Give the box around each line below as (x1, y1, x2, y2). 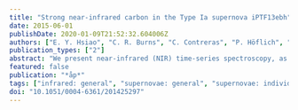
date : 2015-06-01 (9, 21, 74, 30)
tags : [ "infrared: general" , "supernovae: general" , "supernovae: (9, 79, 260, 88)
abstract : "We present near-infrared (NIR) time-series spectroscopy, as (9, 54, 288, 63)
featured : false (9, 63, 69, 72)
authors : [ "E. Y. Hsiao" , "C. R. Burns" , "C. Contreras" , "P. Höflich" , (9, 37, 284, 47)
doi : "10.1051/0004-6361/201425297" (9, 87, 145, 96)
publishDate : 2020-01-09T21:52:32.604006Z (9, 29, 169, 38)
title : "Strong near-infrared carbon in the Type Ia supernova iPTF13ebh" (9, 12, 292, 22)
